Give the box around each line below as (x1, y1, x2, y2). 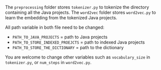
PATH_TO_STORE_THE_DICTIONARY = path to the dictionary (12, 45, 124, 50)
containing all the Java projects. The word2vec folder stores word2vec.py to (5, 9, 156, 15)
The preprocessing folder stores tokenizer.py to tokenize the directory (5, 4, 150, 10)
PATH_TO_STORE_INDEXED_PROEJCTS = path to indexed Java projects (12, 39, 145, 45)
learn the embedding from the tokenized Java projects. (5, 15, 117, 20)
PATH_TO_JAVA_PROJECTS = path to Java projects (12, 34, 108, 40)
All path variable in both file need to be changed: (5, 24, 105, 30)
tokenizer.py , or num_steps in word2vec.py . (5, 60, 92, 65)
